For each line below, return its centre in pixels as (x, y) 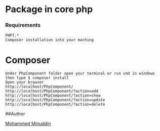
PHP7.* (12, 36)
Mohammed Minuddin (28, 124)
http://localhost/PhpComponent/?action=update (55, 100)
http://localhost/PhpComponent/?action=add (52, 91)
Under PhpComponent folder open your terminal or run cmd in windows (80, 74)
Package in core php (49, 9)
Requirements (23, 25)
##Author (15, 114)
